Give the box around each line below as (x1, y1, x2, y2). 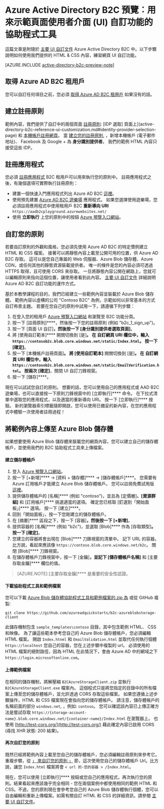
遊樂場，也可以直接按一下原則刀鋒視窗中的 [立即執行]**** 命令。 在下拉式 (5, 390, 154, 397)
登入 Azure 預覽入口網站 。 (12, 469, 66, 475)
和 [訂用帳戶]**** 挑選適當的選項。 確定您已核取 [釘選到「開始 (19, 499, 145, 505)
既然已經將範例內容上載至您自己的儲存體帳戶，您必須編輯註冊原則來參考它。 (5, 751, 160, 757)
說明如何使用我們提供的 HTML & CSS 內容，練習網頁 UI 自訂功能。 (5, 52, 140, 58)
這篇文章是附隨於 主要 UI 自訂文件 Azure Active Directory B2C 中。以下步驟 (5, 46, 157, 52)
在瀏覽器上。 (126, 715, 153, 721)
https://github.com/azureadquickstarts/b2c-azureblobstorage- (26, 611, 157, 616)
